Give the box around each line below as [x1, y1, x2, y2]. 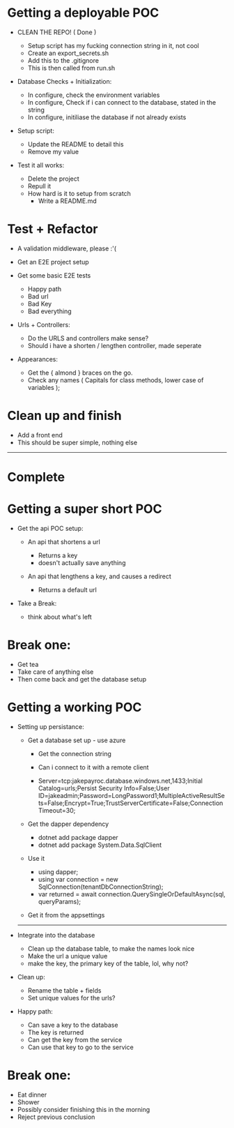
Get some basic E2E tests [17, 271, 91, 280]
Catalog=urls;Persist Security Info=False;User [38, 783, 170, 792]
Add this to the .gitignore [27, 56, 100, 64]
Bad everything [27, 307, 72, 315]
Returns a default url [38, 585, 97, 594]
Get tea [17, 660, 39, 668]
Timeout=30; [38, 806, 76, 814]
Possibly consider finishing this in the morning [17, 1105, 150, 1113]
